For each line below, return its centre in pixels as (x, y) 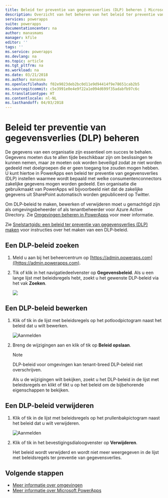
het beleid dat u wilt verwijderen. (46, 423)
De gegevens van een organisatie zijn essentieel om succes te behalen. (79, 152)
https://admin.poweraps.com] (122, 257)
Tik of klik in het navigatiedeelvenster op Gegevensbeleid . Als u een (83, 272)
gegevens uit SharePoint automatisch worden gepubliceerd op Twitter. (78, 194)
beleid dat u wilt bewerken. (40, 325)
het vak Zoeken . (29, 283)
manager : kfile (21, 38)
